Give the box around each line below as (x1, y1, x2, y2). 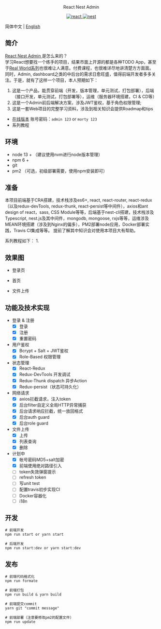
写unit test (19, 480, 40, 486)
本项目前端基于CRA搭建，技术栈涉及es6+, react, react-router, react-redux (5, 197, 152, 203)
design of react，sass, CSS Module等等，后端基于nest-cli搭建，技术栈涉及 (5, 209, 154, 215)
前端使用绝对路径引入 (19, 463, 62, 469)
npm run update (5, 619, 36, 625)
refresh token (19, 475, 46, 480)
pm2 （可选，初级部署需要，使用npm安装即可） (12, 168, 108, 174)
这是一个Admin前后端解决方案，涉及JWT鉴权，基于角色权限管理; (12, 100, 142, 105)
